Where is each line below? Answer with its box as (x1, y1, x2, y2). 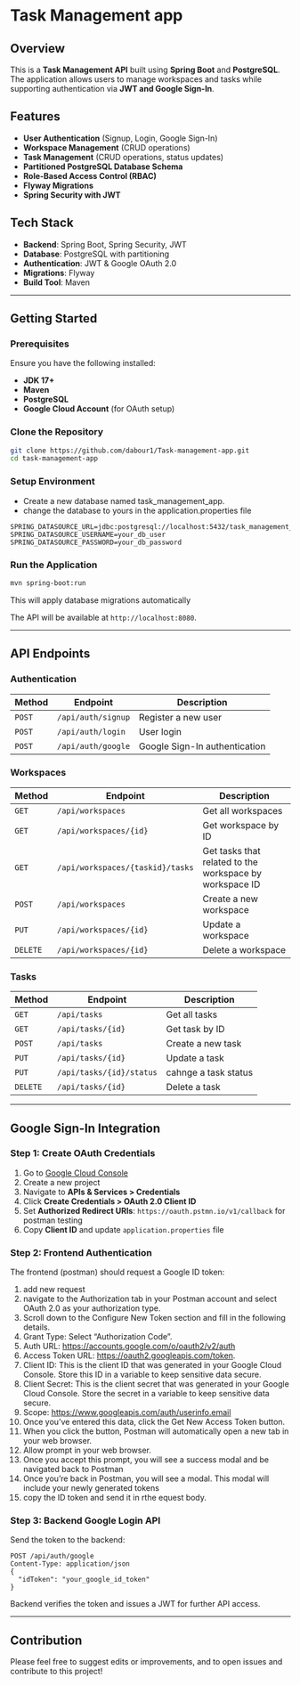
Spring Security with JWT (22, 189, 121, 200)
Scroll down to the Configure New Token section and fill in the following (22, 1313, 286, 1323)
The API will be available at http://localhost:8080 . (10, 612, 197, 623)
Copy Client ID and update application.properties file (22, 1224, 224, 1234)
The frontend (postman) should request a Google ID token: (10, 1266, 225, 1278)
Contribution (10, 1632, 83, 1648)
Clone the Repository (10, 426, 104, 438)
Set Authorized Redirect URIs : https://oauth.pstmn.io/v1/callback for (22, 1205, 286, 1216)
